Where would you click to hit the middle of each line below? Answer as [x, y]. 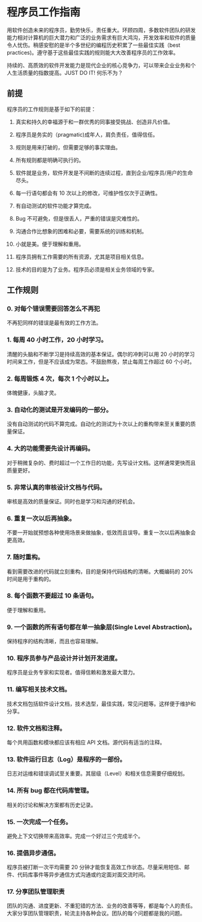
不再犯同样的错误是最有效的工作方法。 [54, 323]
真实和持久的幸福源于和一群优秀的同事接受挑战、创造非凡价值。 [94, 122]
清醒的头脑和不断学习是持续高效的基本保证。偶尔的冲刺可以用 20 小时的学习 [101, 354]
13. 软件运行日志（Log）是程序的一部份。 [67, 759]
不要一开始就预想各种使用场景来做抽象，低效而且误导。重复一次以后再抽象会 [101, 533]
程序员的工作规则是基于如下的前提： [52, 109]
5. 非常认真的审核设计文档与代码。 [57, 487]
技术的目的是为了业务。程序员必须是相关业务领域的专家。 [86, 269]
